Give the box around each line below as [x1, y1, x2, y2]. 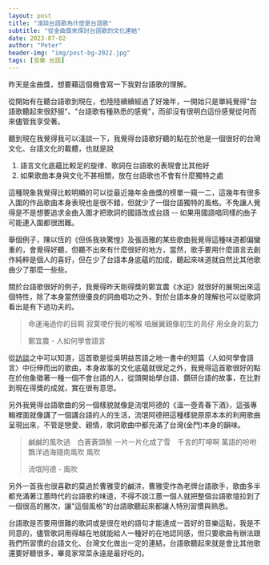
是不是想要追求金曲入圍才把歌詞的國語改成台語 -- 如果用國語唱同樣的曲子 [14, 208, 258, 217]
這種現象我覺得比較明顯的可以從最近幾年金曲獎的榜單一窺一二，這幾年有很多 [8, 188, 261, 197]
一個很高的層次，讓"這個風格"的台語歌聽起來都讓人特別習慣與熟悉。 [8, 501, 233, 511]
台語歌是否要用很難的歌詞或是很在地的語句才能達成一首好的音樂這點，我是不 [8, 518, 261, 527]
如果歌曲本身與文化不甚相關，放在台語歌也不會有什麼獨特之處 [19, 170, 224, 180]
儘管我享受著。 [14, 116, 65, 126]
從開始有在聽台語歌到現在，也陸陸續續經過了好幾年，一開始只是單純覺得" [8, 96, 251, 106]
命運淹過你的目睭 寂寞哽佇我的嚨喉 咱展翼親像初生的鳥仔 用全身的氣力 [27, 318, 259, 329]
